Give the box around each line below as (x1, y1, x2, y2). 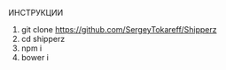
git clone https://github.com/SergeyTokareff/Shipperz (20, 24, 217, 34)
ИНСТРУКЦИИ (8, 8, 64, 17)
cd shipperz (20, 34, 66, 44)
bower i (20, 52, 50, 62)
